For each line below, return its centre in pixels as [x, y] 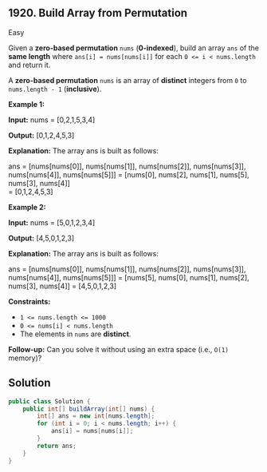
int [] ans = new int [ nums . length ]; [96, 416]
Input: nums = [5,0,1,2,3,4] [52, 222]
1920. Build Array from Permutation [98, 13]
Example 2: [27, 207]
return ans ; [57, 446]
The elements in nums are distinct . [75, 334]
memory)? [25, 358]
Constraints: [29, 301]
